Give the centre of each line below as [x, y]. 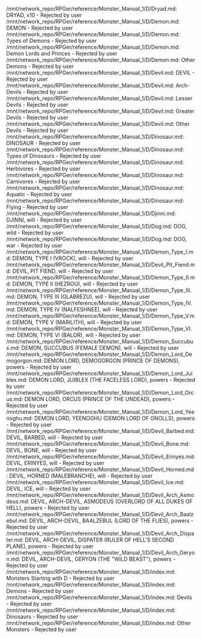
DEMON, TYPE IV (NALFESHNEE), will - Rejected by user [87, 309]
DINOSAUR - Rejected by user [43, 143]
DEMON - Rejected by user [40, 28]
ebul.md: [17, 521]
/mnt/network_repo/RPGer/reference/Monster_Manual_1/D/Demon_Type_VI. [99, 329]
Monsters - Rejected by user [41, 629]
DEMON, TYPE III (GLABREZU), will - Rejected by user [84, 297]
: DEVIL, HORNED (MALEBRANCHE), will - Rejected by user [79, 476]
